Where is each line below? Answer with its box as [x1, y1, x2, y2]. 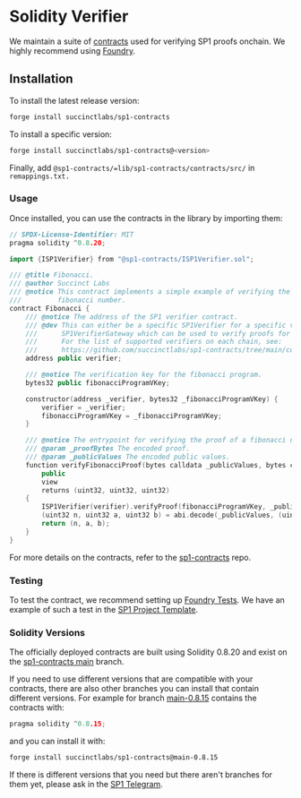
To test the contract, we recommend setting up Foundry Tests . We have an [9, 594, 285, 605]
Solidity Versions [9, 626, 86, 639]
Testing [9, 574, 43, 587]
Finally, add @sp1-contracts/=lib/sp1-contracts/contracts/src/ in [9, 162, 255, 173]
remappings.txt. [9, 172, 70, 181]
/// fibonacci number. [9, 296, 126, 305]
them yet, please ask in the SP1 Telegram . [9, 779, 163, 790]
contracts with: [9, 702, 64, 713]
